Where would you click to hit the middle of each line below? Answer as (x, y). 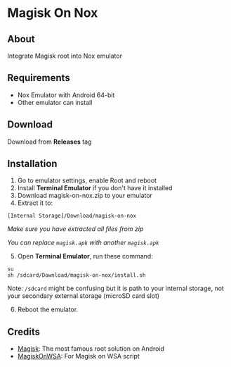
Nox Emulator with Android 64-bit (66, 95)
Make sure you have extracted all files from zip (75, 229)
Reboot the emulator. (48, 310)
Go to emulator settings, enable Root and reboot (87, 180)
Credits (24, 331)
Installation (32, 164)
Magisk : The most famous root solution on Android (91, 349)
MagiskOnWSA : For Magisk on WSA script (79, 356)
